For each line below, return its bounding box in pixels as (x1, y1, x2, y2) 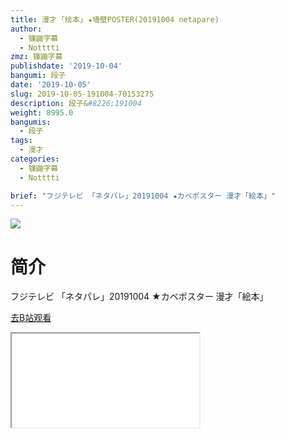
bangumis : (10, 117, 52, 127)
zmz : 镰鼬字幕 (10, 52, 63, 62)
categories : (10, 154, 60, 164)
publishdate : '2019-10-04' (10, 61, 123, 71)
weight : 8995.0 (10, 107, 74, 118)
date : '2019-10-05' (10, 80, 92, 90)
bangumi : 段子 (10, 71, 67, 81)
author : (10, 24, 43, 34)
